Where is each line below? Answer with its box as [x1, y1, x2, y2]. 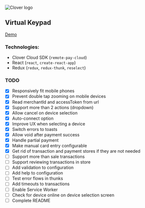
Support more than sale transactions [12, 154, 85, 160]
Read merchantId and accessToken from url [12, 99, 99, 105]
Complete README [12, 197, 51, 203]
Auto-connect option [12, 115, 54, 121]
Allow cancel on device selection [12, 110, 78, 116]
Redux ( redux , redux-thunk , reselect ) [12, 65, 86, 71]
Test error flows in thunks [12, 176, 63, 181]
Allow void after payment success [12, 131, 80, 138]
